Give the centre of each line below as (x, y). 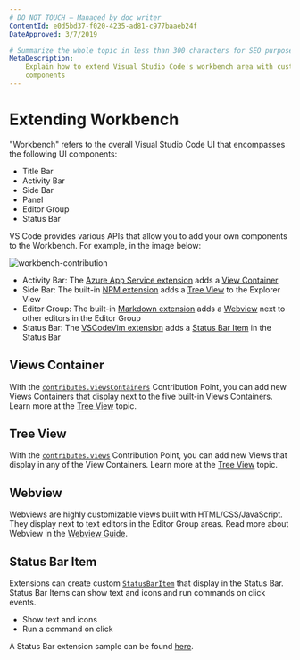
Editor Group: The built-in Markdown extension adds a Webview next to (154, 309)
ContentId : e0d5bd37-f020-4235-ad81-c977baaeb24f (104, 26)
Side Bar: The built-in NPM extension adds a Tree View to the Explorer (151, 289)
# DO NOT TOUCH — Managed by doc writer (86, 17)
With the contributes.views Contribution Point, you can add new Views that (148, 455)
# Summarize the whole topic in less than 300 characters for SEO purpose (151, 50)
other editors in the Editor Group (81, 317)
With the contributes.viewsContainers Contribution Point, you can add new (148, 386)
